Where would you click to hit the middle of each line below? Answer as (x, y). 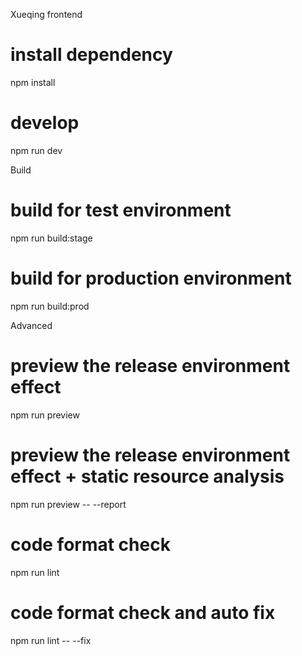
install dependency (91, 55)
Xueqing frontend (46, 14)
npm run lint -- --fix (51, 640)
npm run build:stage (51, 238)
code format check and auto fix (143, 612)
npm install (33, 82)
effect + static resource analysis (147, 476)
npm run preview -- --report (68, 504)
